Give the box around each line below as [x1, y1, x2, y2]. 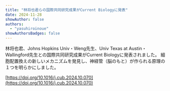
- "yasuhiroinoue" [10, 26, 49, 31]
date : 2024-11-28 [5, 12, 42, 17]
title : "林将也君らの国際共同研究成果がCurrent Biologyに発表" [5, 7, 128, 13]
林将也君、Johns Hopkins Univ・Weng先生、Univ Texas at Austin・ [5, 45, 147, 51]
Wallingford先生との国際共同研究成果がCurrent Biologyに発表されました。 [5, 52, 160, 58]
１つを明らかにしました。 [5, 64, 59, 70]
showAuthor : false [5, 17, 44, 22]
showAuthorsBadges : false [5, 31, 60, 36]
